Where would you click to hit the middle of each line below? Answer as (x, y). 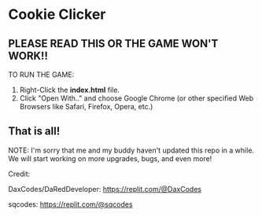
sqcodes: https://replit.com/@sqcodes (70, 204)
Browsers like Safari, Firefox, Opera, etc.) (86, 107)
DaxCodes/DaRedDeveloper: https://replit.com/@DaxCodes (105, 189)
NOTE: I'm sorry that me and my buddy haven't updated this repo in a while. (131, 150)
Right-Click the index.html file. (70, 90)
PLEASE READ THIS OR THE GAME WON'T (113, 44)
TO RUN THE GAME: (41, 75)
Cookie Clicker (57, 15)
